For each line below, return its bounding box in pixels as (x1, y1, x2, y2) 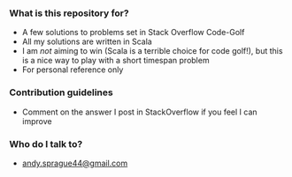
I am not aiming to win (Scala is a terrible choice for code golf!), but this (21, 46, 283, 56)
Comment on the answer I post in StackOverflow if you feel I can (21, 107, 258, 117)
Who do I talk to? (9, 137, 83, 150)
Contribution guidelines (9, 86, 113, 99)
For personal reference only (21, 64, 124, 75)
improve (21, 115, 52, 126)
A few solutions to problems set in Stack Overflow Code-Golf (21, 27, 245, 38)
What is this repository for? (9, 7, 130, 19)
